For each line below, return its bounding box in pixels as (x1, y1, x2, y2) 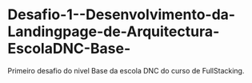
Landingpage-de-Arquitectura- (7, 22, 220, 41)
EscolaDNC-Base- (7, 40, 131, 57)
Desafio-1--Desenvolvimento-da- (7, 6, 236, 24)
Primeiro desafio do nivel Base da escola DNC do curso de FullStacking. (7, 65, 245, 75)
